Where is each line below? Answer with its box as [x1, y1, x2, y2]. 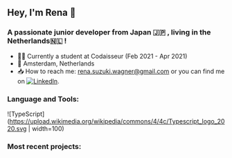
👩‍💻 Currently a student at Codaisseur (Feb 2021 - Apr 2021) [17, 52, 188, 60]
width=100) [32, 124, 64, 132]
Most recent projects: [7, 141, 82, 151]
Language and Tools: [7, 94, 80, 103]
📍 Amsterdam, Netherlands [17, 59, 95, 68]
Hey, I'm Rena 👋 [7, 7, 76, 19]
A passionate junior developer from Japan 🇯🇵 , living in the [7, 28, 211, 37]
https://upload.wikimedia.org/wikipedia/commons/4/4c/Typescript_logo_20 [9, 117, 225, 125]
